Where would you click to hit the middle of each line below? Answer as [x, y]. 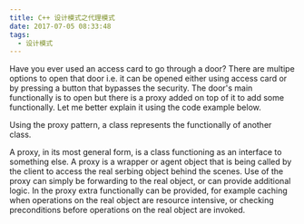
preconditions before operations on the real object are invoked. [127, 210]
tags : [20, 34]
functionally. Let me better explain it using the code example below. [135, 107]
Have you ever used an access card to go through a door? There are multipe [152, 69]
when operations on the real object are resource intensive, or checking [142, 200]
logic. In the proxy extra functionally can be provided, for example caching [148, 190]
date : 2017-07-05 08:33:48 [60, 26]
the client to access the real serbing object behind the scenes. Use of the [147, 171]
